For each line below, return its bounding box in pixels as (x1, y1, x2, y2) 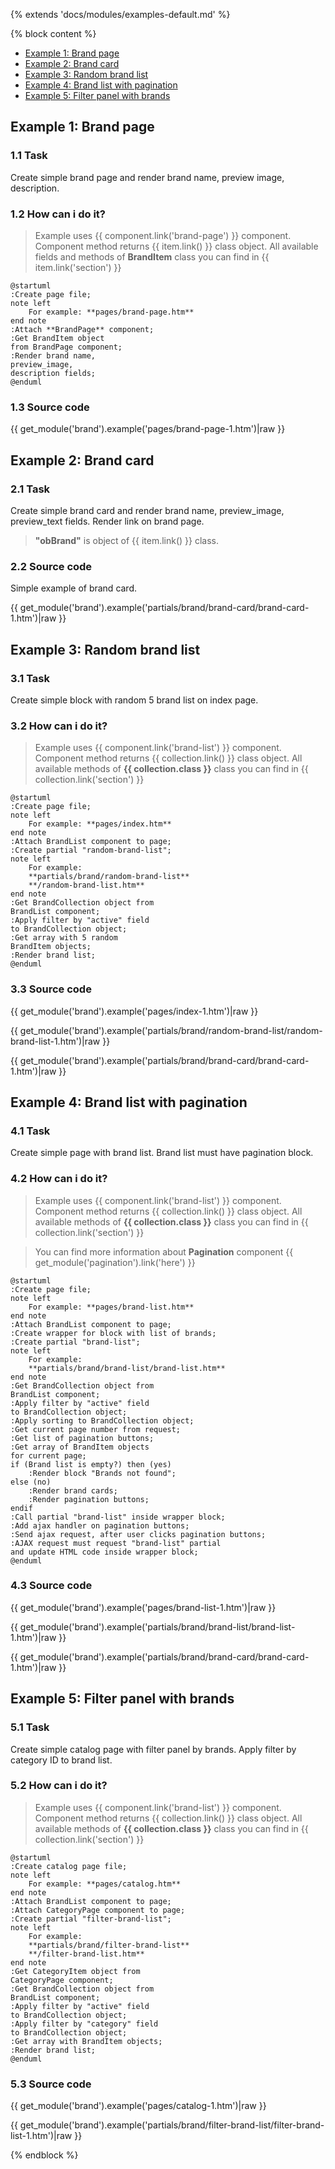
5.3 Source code (10, 2077, 92, 2091)
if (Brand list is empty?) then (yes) (10, 1459, 172, 1469)
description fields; (10, 368, 97, 378)
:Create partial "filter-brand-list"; (10, 1914, 172, 1924)
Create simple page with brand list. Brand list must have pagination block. (10, 1147, 314, 1159)
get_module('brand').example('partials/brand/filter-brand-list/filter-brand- (19, 2119, 325, 2131)
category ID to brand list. (10, 1754, 113, 1766)
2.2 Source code (10, 559, 93, 573)
